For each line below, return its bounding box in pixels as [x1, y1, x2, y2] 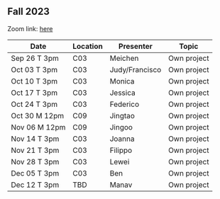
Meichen [109, 53, 139, 63]
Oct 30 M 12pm [11, 110, 65, 120]
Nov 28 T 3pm [11, 157, 60, 166]
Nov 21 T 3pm [11, 145, 60, 155]
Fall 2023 [7, 6, 50, 18]
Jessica [109, 88, 136, 98]
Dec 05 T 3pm [11, 168, 60, 178]
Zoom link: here [7, 24, 53, 33]
